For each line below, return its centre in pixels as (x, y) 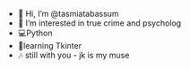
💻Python (35, 33)
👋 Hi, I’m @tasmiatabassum (68, 14)
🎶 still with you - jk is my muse (73, 55)
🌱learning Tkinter (50, 46)
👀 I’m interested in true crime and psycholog (99, 23)
